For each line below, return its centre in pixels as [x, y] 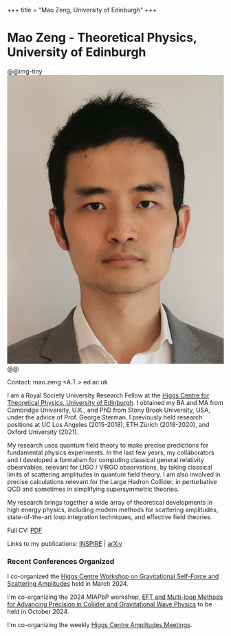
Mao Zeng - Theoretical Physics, [102, 38]
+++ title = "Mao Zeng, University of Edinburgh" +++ [82, 10]
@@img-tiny [25, 71]
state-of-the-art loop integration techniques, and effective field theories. [110, 517]
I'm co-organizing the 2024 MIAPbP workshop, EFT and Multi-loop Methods [115, 597]
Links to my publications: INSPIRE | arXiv [65, 543]
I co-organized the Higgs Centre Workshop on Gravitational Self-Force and [113, 576]
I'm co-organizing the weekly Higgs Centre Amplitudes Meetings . [100, 625]
